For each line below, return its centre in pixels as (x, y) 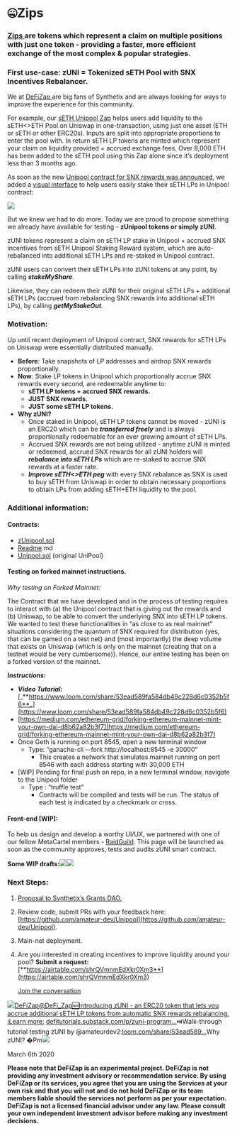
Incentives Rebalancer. (48, 82)
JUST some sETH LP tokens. (71, 406)
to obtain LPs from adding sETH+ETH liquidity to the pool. (112, 489)
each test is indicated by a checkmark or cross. (108, 802)
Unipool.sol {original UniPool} (60, 555)
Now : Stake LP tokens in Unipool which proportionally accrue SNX (114, 376)
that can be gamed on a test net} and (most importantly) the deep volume (114, 639)
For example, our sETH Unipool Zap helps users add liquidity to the (105, 118)
